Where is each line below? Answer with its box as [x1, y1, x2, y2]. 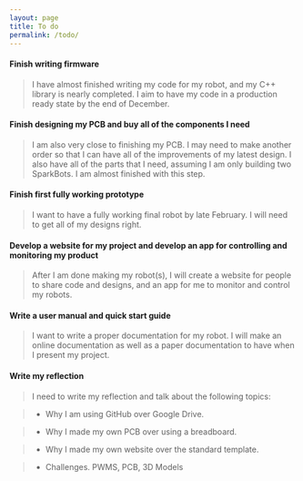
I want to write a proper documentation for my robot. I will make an [31, 330, 282, 342]
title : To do [9, 22, 59, 31]
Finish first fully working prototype [9, 189, 145, 200]
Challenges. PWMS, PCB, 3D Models [45, 461, 184, 472]
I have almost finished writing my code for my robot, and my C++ [31, 78, 276, 89]
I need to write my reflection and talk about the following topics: [31, 391, 271, 402]
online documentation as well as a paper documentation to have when [31, 340, 296, 351]
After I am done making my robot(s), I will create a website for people [31, 270, 292, 281]
